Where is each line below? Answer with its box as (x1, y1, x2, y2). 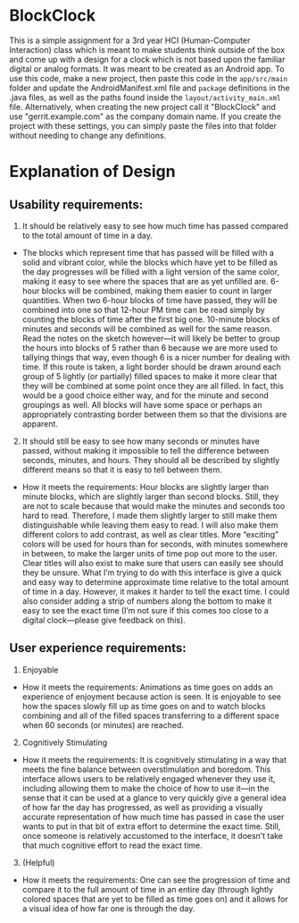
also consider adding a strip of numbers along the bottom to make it (21, 596, 272, 606)
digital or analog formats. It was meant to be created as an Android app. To (9, 64, 285, 74)
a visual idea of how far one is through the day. (21, 902, 195, 913)
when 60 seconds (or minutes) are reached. (21, 719, 185, 730)
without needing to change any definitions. (9, 130, 167, 140)
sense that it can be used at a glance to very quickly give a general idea (21, 792, 287, 803)
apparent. (21, 418, 58, 429)
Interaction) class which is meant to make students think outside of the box (9, 44, 286, 55)
